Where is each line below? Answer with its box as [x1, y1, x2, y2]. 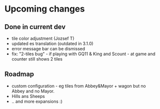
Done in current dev [4, 23, 66, 31]
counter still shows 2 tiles [11, 56, 63, 62]
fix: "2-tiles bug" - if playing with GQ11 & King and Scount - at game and [11, 51, 156, 57]
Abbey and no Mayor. [11, 88, 55, 94]
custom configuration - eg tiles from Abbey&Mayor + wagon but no [11, 83, 146, 89]
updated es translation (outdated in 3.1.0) [11, 41, 94, 47]
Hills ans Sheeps [11, 93, 45, 99]
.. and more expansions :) [11, 98, 63, 104]
